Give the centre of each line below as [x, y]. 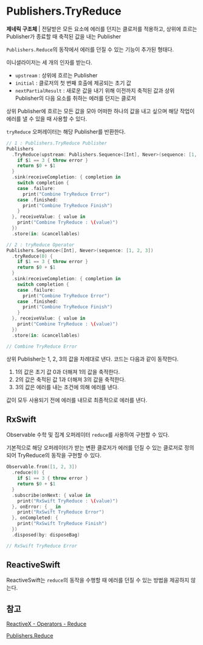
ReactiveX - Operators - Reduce [46, 624]
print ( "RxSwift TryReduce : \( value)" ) [68, 501]
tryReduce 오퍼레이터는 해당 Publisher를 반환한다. [66, 132]
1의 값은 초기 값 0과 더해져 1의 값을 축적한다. [67, 372]
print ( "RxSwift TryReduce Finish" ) [62, 524]
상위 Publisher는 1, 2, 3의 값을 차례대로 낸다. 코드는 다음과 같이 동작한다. [93, 359]
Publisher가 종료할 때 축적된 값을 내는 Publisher [64, 36]
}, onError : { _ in [36, 507]
